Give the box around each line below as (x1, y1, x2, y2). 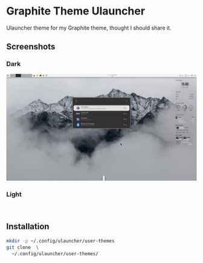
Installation (6, 221, 50, 232)
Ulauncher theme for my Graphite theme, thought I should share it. (6, 24, 172, 31)
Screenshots (6, 42, 56, 52)
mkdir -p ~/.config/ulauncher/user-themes (6, 238, 115, 244)
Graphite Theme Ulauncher (6, 4, 146, 18)
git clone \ (6, 244, 39, 251)
